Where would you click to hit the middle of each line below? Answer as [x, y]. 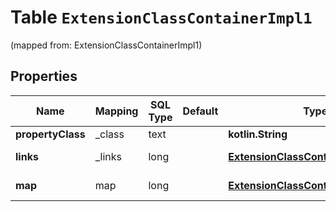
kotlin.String [258, 134]
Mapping [116, 111]
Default [200, 111]
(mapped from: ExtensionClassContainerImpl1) [106, 45]
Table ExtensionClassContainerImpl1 [161, 17]
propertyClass [50, 134]
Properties [44, 76]
